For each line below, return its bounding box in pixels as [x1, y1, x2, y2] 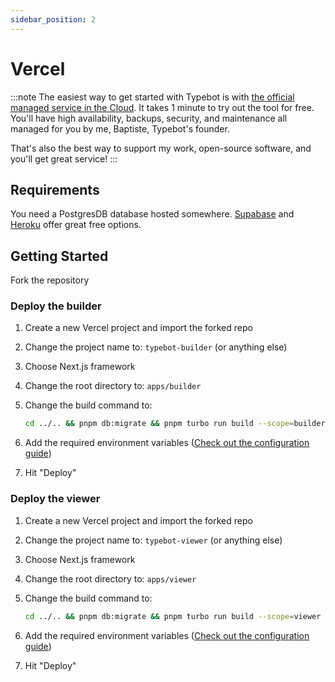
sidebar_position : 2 [10, 14, 97, 25]
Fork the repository [10, 274, 90, 286]
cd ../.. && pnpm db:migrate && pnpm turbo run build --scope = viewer [24, 611, 322, 621]
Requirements [10, 181, 100, 198]
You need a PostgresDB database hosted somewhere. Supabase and [10, 208, 295, 220]
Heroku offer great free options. [10, 219, 142, 231]
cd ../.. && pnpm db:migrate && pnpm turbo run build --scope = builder [24, 419, 326, 429]
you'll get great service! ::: [10, 152, 118, 165]
